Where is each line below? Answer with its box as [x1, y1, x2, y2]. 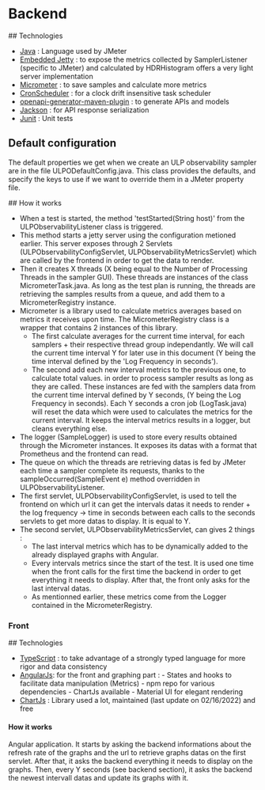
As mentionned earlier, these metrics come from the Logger [31, 591, 227, 602]
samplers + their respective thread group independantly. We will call [31, 340, 254, 349]
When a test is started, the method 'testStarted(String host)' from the [19, 213, 245, 222]
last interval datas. [31, 583, 92, 593]
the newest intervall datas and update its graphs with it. [8, 773, 188, 783]
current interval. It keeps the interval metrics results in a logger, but [31, 415, 251, 424]
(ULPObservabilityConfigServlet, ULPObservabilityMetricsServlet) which [19, 247, 257, 256]
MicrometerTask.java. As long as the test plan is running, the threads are [19, 280, 256, 290]
